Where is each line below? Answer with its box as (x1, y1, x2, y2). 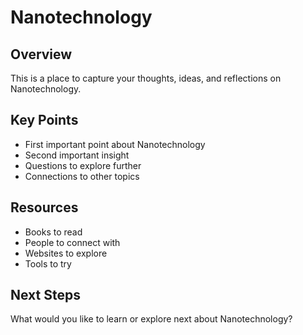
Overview (10, 46, 73, 63)
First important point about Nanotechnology (24, 138, 206, 150)
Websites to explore (24, 247, 108, 259)
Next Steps (10, 287, 81, 304)
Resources (10, 199, 79, 216)
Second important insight (24, 149, 130, 161)
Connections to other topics (24, 170, 140, 182)
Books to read (24, 226, 83, 238)
